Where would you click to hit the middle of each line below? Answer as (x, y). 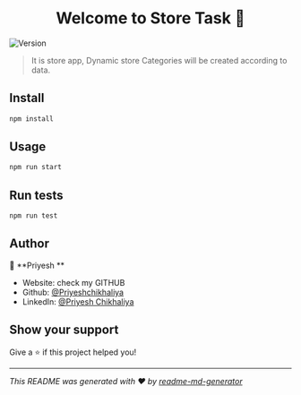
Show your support (64, 330)
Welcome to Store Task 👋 (150, 18)
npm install (31, 119)
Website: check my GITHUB (73, 282)
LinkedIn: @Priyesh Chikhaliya (78, 301)
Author (29, 244)
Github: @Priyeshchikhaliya (73, 292)
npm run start (36, 167)
